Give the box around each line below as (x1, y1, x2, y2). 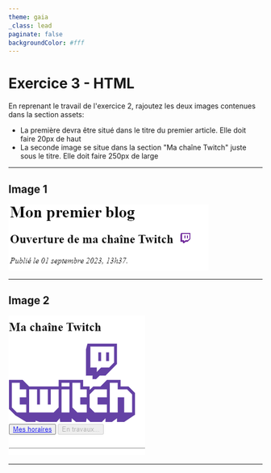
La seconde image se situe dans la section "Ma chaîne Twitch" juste (19, 142, 247, 153)
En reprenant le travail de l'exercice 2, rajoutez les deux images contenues (8, 101, 256, 111)
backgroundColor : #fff (8, 39, 85, 47)
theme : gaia (8, 13, 48, 21)
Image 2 (8, 294, 50, 307)
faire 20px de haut (19, 134, 82, 144)
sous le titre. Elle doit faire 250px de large (19, 151, 159, 161)
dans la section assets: (8, 110, 85, 120)
